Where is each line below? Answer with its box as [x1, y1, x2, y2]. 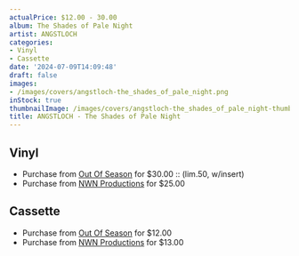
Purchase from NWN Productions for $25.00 [21, 178, 185, 188]
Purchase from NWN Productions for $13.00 [21, 236, 184, 247]
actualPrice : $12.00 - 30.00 [9, 12, 117, 22]
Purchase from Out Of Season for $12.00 [21, 228, 172, 238]
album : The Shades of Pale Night [9, 21, 133, 30]
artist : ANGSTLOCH [9, 29, 77, 38]
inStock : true [9, 95, 62, 105]
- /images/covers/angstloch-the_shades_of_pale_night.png [9, 87, 229, 96]
